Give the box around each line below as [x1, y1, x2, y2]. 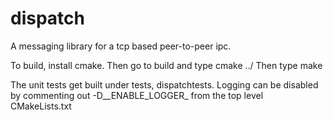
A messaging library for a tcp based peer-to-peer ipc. [10, 40, 232, 52]
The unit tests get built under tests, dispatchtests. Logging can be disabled [10, 78, 319, 91]
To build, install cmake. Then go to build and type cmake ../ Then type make [10, 59, 323, 71]
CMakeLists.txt [10, 100, 72, 112]
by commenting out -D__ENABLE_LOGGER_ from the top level [10, 89, 264, 101]
